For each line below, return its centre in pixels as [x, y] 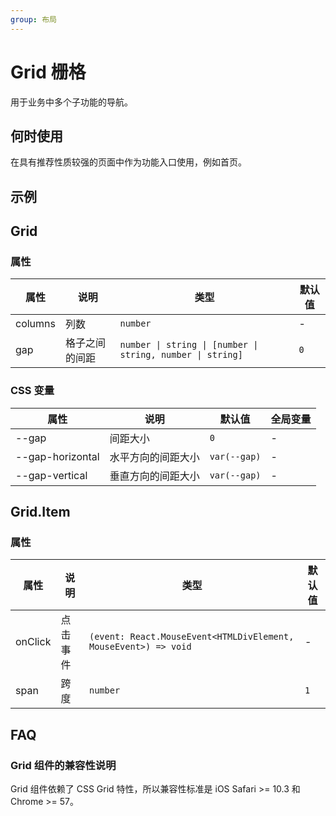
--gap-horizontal [57, 456]
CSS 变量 [32, 391]
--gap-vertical [51, 475]
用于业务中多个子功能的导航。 [71, 102]
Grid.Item [40, 512]
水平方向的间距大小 [154, 457]
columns [35, 324]
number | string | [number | [189, 345]
